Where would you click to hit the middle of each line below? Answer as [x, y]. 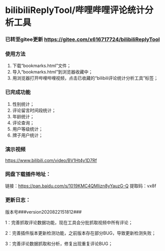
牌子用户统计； [27, 135]
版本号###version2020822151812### [43, 212]
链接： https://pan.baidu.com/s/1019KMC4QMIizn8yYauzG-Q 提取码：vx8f [81, 186]
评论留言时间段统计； [34, 110]
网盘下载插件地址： [28, 174]
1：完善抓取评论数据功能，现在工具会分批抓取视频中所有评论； [69, 222]
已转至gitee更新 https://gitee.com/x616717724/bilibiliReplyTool [82, 39]
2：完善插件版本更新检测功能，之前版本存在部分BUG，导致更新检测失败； [81, 233]
